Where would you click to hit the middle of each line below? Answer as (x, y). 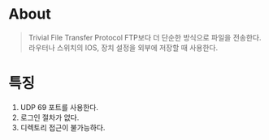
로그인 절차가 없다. (50, 117)
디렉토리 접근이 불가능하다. (63, 127)
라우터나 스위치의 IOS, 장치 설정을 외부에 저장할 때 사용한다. (123, 47)
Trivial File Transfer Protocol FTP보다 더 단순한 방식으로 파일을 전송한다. (145, 37)
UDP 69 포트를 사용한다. (59, 107)
